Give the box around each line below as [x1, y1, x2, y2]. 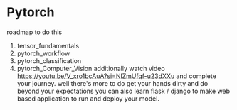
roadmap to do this [6, 28, 62, 36]
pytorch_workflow [16, 49, 70, 57]
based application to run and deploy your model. [16, 94, 159, 103]
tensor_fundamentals [16, 41, 80, 50]
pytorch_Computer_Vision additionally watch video [16, 64, 165, 72]
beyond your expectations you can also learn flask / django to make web [16, 87, 231, 95]
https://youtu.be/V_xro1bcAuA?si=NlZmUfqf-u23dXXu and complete [16, 72, 216, 80]
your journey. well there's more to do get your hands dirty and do [16, 79, 209, 87]
